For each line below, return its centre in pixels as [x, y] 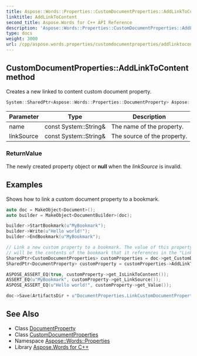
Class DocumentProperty [45, 328]
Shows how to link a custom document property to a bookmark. [83, 199]
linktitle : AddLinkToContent [42, 17]
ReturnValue [24, 153]
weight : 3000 [22, 39]
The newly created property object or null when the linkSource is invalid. [94, 166]
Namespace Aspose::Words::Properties [62, 341]
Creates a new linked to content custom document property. [79, 91]
